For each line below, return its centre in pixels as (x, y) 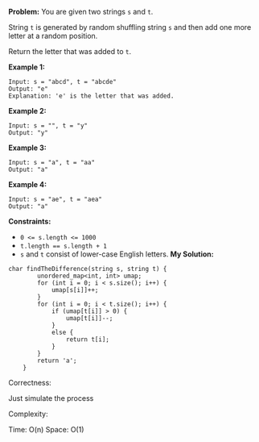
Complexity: (28, 414)
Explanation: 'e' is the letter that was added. (91, 96)
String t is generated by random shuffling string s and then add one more (130, 27)
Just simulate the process (51, 398)
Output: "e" (28, 89)
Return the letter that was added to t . (70, 51)
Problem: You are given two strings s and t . (81, 12)
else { (62, 332)
